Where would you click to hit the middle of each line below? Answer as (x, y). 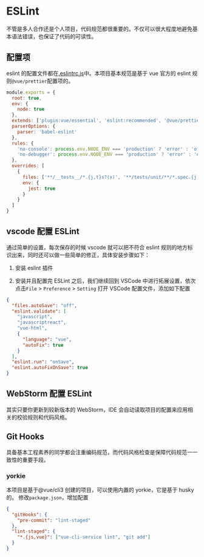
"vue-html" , (32, 328)
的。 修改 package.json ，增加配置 (47, 497)
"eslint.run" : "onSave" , (43, 362)
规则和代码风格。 (49, 417)
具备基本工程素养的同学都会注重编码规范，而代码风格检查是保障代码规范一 (99, 452)
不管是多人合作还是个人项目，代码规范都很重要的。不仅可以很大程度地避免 (99, 29)
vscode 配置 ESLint (43, 231)
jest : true (42, 189)
